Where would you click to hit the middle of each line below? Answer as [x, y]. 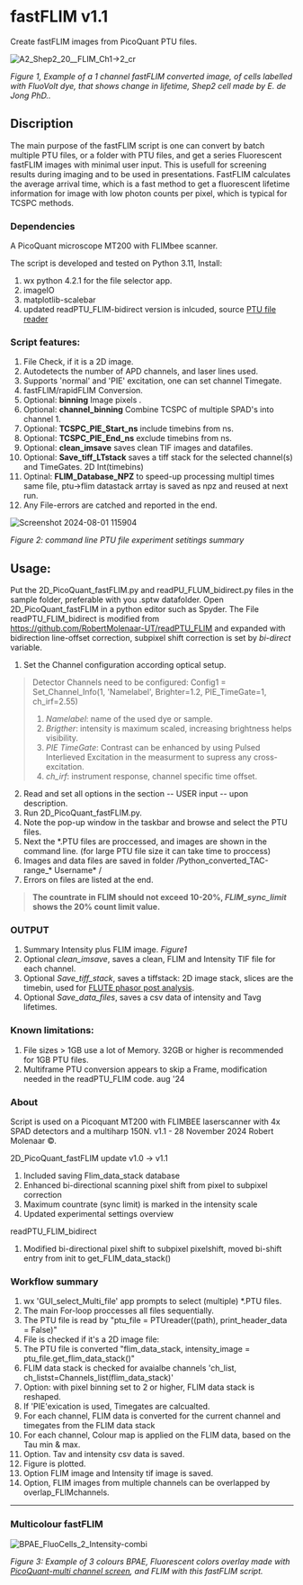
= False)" [40, 1330]
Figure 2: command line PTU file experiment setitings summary [127, 540]
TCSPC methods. [42, 203]
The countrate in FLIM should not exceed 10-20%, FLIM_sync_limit [159, 897]
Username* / [78, 870]
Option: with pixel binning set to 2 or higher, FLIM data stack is [139, 1387]
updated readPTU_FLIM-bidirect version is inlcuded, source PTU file [150, 310]
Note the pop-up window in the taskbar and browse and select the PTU [156, 823]
